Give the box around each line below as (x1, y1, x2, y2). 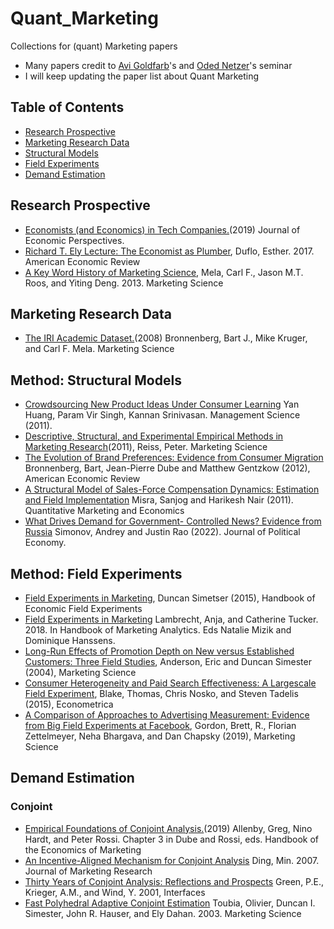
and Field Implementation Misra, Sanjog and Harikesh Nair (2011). (24, 494, 294, 506)
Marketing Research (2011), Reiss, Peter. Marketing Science (24, 441, 268, 453)
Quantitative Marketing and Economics (24, 505, 185, 517)
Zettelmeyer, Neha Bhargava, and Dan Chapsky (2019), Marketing (24, 730, 296, 742)
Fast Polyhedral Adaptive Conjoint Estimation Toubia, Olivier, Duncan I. (24, 897, 316, 909)
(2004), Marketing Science (24, 667, 137, 678)
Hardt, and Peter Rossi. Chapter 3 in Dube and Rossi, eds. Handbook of (24, 833, 319, 845)
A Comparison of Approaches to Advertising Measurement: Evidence (24, 709, 310, 721)
